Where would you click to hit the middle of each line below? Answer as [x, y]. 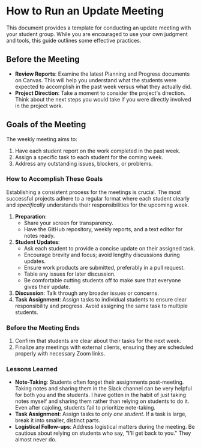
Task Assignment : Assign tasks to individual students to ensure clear [101, 299]
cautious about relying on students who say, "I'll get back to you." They [103, 433]
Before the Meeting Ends [43, 327]
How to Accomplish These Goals [55, 179]
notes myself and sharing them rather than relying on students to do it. [102, 401]
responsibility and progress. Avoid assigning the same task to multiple [101, 306]
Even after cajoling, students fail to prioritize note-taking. [85, 408]
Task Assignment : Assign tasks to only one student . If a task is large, [101, 414]
